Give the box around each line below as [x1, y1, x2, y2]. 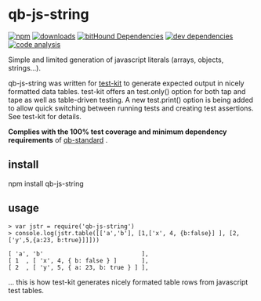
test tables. [8, 285, 45, 295]
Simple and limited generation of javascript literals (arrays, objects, [8, 55, 224, 64]
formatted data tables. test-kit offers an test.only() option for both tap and [8, 86, 246, 96]
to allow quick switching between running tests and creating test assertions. [8, 103, 254, 113]
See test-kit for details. [8, 111, 82, 121]
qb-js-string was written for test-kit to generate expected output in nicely [8, 78, 245, 88]
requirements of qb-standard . [8, 135, 108, 144]
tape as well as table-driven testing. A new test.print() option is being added [8, 95, 253, 104]
